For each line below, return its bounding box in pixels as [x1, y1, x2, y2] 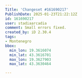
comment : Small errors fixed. [5, 25, 67, 30]
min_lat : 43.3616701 [9, 52, 51, 58]
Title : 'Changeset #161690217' [5, 7, 69, 12]
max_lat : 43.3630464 [9, 61, 51, 66]
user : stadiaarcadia [5, 20, 47, 26]
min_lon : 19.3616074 [9, 48, 51, 53]
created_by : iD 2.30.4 [5, 30, 51, 35]
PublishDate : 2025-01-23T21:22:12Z [5, 12, 78, 17]
